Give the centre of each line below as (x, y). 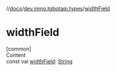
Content (16, 55)
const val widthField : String (39, 61)
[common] (19, 49)
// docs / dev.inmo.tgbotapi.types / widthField (58, 9)
